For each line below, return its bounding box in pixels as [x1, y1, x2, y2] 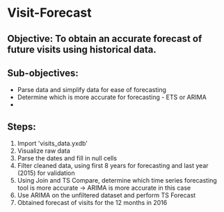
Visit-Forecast [7, 5, 92, 21]
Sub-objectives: [7, 67, 79, 79]
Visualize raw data [17, 146, 71, 155]
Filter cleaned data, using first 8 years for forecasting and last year [17, 162, 209, 170]
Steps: [7, 121, 36, 132]
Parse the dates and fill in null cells [17, 154, 117, 162]
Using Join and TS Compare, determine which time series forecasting [17, 176, 217, 185]
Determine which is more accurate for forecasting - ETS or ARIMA [17, 93, 207, 102]
